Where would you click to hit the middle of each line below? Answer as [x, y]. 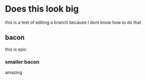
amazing [14, 72]
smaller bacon [22, 62]
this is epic [16, 49]
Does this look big [42, 9]
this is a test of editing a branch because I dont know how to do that [73, 22]
